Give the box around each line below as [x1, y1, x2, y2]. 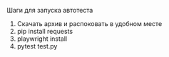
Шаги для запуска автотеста [6, 6, 93, 14]
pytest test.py [16, 42, 58, 50]
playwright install [16, 34, 68, 43]
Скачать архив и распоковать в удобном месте [16, 20, 163, 27]
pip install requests [16, 27, 73, 35]
